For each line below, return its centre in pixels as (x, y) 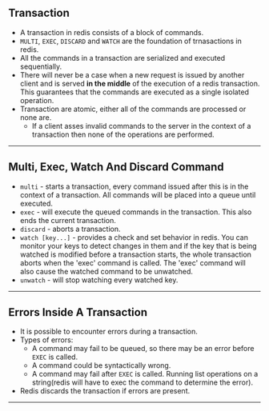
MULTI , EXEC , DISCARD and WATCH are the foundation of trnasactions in (130, 41)
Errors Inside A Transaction (78, 312)
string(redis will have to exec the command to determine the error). (143, 382)
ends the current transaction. (68, 220)
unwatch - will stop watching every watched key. (99, 280)
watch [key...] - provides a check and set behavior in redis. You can (134, 237)
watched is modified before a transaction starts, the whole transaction (136, 254)
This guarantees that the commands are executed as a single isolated (134, 92)
